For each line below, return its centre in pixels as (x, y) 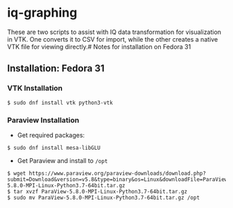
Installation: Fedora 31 (56, 68)
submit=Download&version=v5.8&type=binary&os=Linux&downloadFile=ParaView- (119, 179)
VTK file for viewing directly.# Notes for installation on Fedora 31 (99, 46)
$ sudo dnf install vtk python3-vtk (60, 103)
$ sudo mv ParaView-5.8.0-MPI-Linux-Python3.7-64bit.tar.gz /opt (103, 198)
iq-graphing (42, 13)
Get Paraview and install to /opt (62, 160)
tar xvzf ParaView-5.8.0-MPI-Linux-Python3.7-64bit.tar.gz (101, 191)
